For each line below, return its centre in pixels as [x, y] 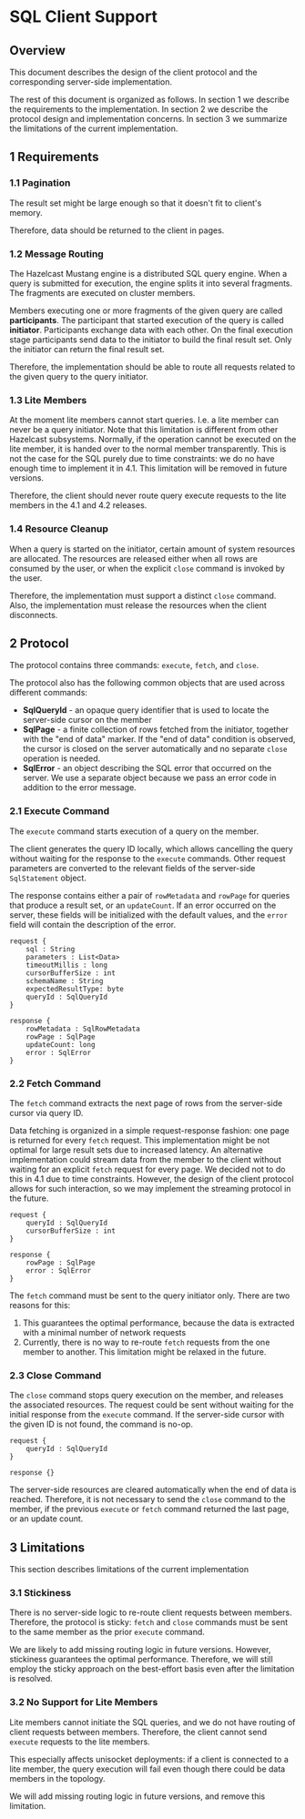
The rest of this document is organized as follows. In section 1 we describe [149, 99]
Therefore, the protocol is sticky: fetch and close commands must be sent [149, 1622]
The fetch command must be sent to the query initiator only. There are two [150, 1296]
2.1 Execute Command [60, 811]
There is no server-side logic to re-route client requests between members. [151, 1612]
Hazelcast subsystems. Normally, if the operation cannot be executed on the [153, 440]
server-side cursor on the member [87, 720]
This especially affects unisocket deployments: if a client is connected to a [149, 1759]
